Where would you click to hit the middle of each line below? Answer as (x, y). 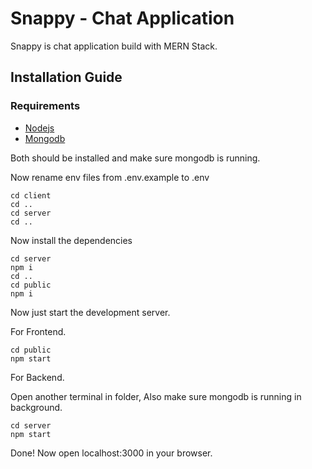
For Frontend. (38, 331)
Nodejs (39, 128)
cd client (31, 195)
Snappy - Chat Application (122, 18)
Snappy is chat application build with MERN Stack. (114, 46)
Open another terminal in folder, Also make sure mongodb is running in (156, 396)
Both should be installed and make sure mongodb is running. (135, 158)
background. (36, 407)
